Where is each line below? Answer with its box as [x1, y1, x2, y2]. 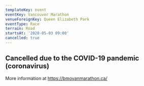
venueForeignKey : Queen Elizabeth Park [5, 17, 90, 22]
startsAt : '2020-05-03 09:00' [5, 31, 69, 36]
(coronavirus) [5, 62, 50, 70]
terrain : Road [5, 26, 35, 31]
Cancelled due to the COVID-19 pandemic [5, 54, 139, 63]
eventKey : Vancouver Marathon [5, 12, 69, 17]
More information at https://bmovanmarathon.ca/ [5, 75, 107, 81]
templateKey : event [5, 7, 47, 13]
